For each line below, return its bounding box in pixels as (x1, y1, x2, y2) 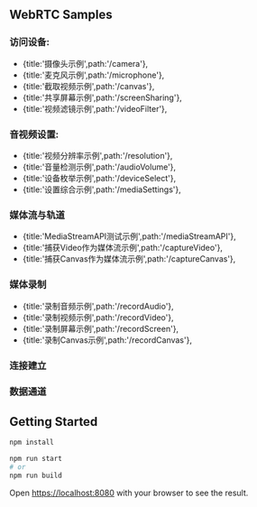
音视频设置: (9, 128, 60, 141)
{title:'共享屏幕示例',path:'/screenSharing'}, (22, 92, 182, 103)
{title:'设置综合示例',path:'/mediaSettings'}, (22, 184, 182, 195)
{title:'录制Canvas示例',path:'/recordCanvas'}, (22, 334, 192, 346)
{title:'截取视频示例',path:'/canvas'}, (22, 80, 155, 91)
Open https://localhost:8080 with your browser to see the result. (9, 487, 249, 498)
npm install (9, 438, 54, 447)
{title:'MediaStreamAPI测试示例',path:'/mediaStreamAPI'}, (22, 231, 236, 242)
